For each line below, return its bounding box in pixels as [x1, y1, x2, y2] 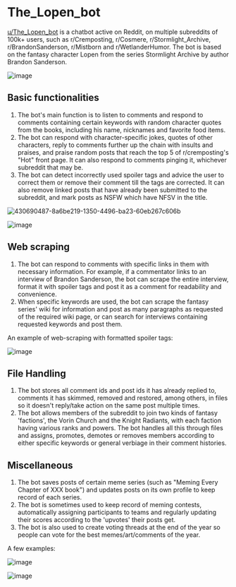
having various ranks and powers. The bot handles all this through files [17, 424, 223, 432]
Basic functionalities [7, 92, 100, 104]
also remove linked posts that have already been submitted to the [17, 185, 208, 194]
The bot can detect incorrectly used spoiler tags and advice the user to [17, 170, 224, 179]
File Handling [7, 367, 67, 379]
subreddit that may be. [17, 163, 84, 172]
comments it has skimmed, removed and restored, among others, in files [17, 393, 228, 403]
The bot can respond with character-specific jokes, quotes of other [17, 133, 213, 141]
